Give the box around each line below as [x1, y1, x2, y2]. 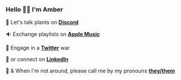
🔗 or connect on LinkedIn [5, 56, 68, 63]
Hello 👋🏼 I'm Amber [5, 5, 64, 14]
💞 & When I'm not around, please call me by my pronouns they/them [5, 68, 175, 75]
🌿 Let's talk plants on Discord [5, 19, 79, 26]
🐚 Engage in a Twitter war [5, 44, 70, 52]
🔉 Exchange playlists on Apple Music [5, 31, 100, 38]
